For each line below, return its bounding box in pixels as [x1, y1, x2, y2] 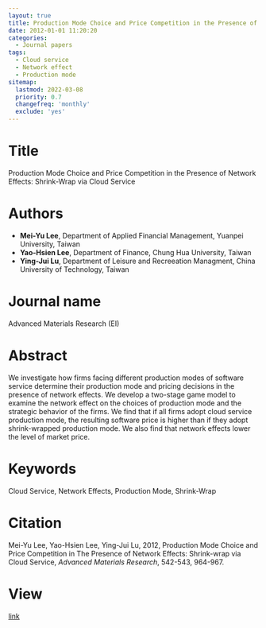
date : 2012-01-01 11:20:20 [8, 26, 98, 34]
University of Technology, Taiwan [19, 264, 129, 274]
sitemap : [8, 78, 37, 86]
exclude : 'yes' [15, 108, 66, 116]
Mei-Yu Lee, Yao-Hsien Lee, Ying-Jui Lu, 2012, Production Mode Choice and [8, 540, 258, 549]
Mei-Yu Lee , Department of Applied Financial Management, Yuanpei [19, 231, 244, 240]
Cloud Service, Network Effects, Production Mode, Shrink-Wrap [8, 486, 217, 495]
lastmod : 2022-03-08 [15, 85, 83, 94]
